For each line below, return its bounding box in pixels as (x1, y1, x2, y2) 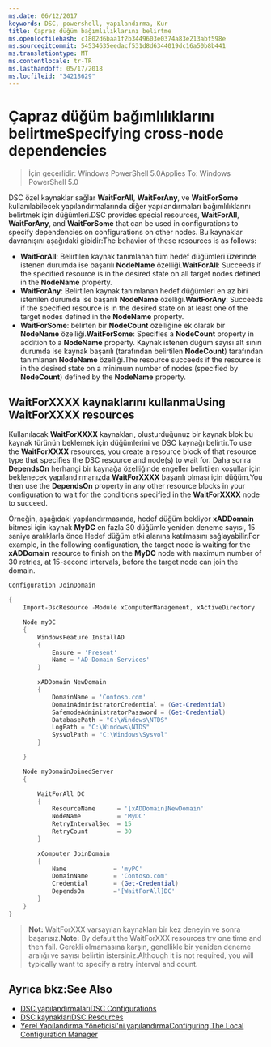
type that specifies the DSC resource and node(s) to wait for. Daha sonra (8, 455, 252, 465)
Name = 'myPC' (51, 865, 143, 873)
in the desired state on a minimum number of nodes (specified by (19, 363, 239, 373)
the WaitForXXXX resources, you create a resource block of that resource (8, 447, 257, 456)
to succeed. (8, 498, 49, 508)
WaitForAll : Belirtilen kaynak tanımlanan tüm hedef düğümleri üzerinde (19, 251, 256, 261)
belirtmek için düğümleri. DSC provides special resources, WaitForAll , (8, 210, 240, 220)
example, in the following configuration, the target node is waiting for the (8, 540, 251, 549)
